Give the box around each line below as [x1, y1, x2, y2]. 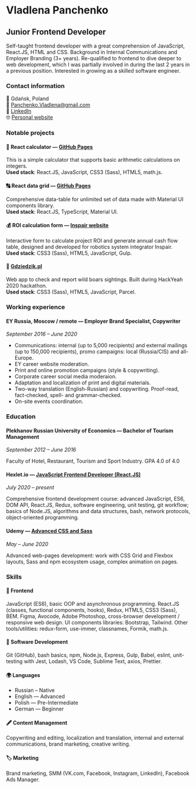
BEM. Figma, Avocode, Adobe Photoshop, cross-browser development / [6, 613, 180, 620]
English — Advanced [14, 693, 66, 700]
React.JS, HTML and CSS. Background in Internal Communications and [6, 49, 177, 56]
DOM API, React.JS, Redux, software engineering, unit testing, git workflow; [6, 501, 189, 508]
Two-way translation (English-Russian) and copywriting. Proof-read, [14, 385, 180, 392]
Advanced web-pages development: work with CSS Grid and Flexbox [6, 552, 174, 559]
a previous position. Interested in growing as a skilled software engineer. [6, 67, 181, 74]
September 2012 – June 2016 [6, 446, 77, 453]
